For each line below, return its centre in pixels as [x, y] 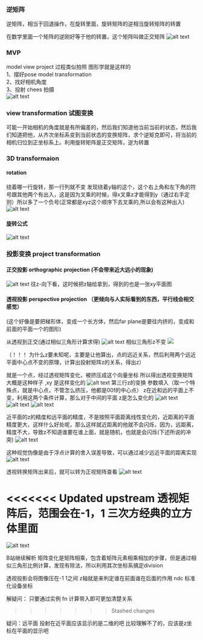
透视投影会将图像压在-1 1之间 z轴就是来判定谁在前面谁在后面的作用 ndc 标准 [101, 578]
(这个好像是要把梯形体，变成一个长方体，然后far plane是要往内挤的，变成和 [100, 321]
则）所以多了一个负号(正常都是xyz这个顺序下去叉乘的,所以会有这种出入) [95, 202]
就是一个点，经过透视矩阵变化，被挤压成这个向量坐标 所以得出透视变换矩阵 [100, 375]
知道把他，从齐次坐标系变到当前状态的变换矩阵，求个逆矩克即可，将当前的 [104, 135]
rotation [17, 173]
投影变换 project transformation [53, 254]
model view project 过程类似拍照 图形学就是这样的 [69, 66]
